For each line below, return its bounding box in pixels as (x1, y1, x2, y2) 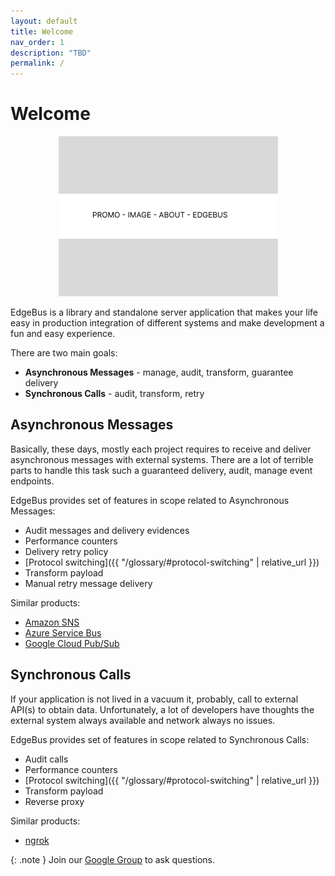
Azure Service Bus (24, 626, 102, 639)
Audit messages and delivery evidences (24, 524, 190, 536)
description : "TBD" (10, 48, 92, 58)
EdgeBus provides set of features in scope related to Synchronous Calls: (10, 733, 310, 745)
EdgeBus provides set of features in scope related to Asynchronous (10, 494, 290, 506)
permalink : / (10, 58, 65, 69)
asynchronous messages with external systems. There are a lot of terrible (10, 453, 314, 465)
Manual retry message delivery (24, 577, 153, 589)
